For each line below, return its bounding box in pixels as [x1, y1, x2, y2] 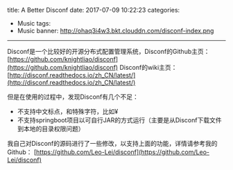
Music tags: [17, 19, 51, 27]
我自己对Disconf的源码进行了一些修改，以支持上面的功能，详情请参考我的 [7, 140, 218, 147]
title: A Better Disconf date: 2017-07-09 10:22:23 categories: [7, 6, 180, 14]
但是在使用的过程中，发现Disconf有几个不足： [7, 93, 139, 101]
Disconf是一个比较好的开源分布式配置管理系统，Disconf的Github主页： [7, 48, 210, 55]
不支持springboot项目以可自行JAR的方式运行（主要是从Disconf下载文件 [17, 116, 222, 124]
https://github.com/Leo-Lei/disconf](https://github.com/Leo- [35, 148, 210, 156]
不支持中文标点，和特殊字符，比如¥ [17, 107, 119, 115]
